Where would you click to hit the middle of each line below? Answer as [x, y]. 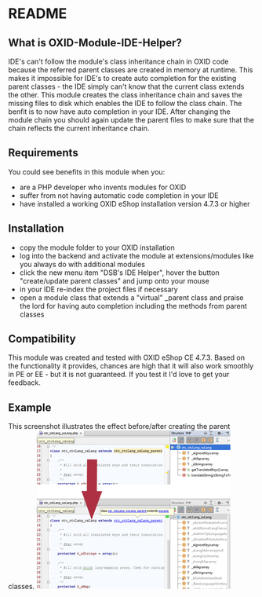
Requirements [43, 153]
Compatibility [42, 339]
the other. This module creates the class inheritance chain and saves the [126, 95]
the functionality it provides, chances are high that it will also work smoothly [131, 366]
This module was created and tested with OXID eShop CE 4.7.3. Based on [127, 357]
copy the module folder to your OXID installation [97, 247]
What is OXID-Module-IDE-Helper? [95, 43]
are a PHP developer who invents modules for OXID [103, 187]
